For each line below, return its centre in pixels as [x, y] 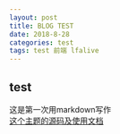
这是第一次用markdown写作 [60, 109]
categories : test [42, 42]
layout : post [34, 17]
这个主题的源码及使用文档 [56, 121]
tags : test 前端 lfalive [54, 51]
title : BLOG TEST [42, 26]
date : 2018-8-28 [39, 34]
